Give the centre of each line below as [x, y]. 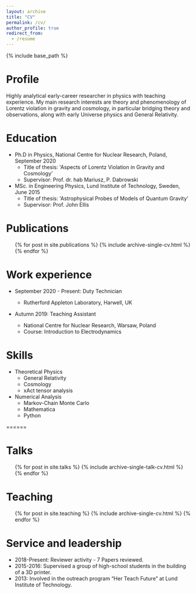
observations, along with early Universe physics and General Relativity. [92, 114]
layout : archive [26, 11]
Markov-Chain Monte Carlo [57, 403]
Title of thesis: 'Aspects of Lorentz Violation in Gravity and [94, 167]
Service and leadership [64, 543]
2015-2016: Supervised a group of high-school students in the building [100, 566]
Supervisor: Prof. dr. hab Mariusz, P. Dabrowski [81, 180]
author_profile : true [33, 28]
